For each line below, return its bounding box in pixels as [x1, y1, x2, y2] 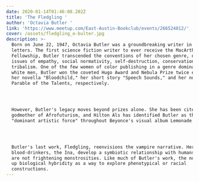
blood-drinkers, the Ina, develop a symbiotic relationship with [11, 150, 176, 155]
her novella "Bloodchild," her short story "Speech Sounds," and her [11, 75, 187, 81]
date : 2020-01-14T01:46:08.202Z [6, 8, 86, 15]
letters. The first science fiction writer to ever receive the [11, 47, 174, 53]
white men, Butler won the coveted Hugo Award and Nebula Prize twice [11, 69, 190, 75]
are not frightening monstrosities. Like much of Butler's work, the [11, 155, 187, 161]
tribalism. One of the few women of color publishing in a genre [11, 63, 176, 70]
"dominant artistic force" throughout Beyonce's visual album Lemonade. [11, 118, 195, 123]
